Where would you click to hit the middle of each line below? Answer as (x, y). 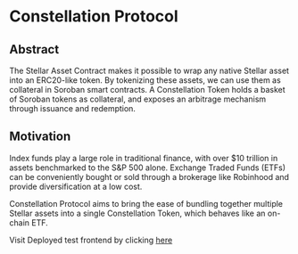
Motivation (40, 137)
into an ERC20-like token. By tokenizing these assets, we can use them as (145, 80)
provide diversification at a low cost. (76, 186)
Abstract (34, 49)
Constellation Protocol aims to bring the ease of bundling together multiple (146, 203)
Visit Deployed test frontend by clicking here (91, 240)
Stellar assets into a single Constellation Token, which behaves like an (137, 213)
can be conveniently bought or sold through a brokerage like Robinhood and (149, 176)
